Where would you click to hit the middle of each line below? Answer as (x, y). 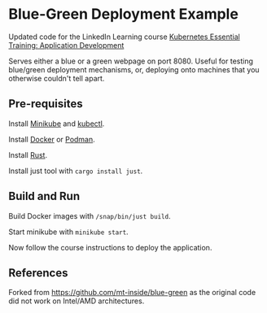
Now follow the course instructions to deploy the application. (110, 247)
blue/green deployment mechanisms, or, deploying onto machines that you (134, 69)
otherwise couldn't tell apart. (57, 78)
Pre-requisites (46, 104)
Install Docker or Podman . (52, 139)
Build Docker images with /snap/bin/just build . (90, 215)
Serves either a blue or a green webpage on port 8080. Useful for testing (131, 61)
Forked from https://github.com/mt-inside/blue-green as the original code (132, 293)
